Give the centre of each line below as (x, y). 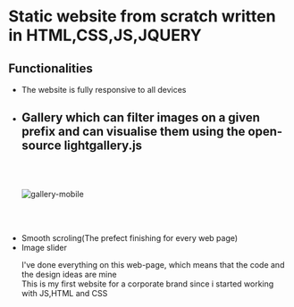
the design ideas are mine (69, 274)
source (41, 146)
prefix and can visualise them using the (133, 132)
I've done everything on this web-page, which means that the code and (153, 264)
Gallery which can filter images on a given (141, 118)
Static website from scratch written (142, 17)
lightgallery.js (103, 146)
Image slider (44, 247)
